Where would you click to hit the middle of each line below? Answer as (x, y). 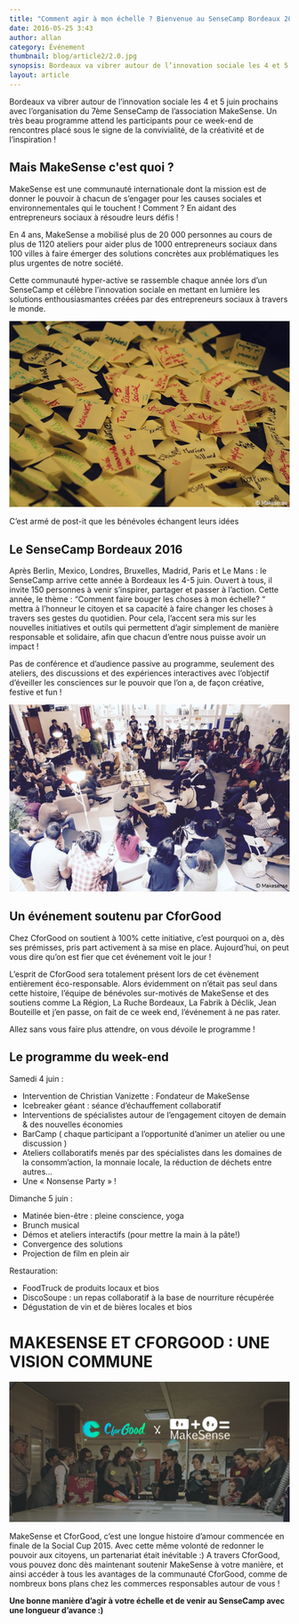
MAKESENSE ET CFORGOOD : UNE (140, 1342)
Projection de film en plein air (76, 1253)
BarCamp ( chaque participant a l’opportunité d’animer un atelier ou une (154, 1133)
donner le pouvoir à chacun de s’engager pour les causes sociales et (136, 198)
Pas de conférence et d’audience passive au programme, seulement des (142, 664)
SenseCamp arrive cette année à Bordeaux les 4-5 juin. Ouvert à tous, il (141, 581)
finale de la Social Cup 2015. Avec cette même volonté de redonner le (137, 1546)
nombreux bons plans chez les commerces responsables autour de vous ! (145, 1583)
